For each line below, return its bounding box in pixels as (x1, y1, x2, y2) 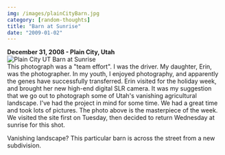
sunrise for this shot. (7, 121, 65, 129)
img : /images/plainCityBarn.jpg (7, 10, 99, 17)
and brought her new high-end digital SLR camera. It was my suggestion (7, 84, 212, 93)
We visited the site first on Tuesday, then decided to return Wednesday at (7, 114, 215, 122)
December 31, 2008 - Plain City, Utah (7, 48, 115, 56)
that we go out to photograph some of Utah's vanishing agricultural (7, 92, 198, 100)
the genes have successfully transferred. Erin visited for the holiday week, (7, 77, 217, 86)
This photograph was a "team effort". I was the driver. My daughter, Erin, (7, 62, 213, 71)
